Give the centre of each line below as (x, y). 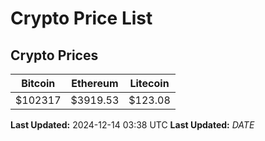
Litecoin (149, 83)
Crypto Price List (81, 18)
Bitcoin (38, 83)
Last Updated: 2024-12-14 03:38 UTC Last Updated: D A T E (132, 125)
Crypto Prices (54, 55)
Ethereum (95, 83)
